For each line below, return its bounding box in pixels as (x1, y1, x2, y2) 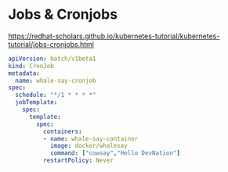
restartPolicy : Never (42, 156, 114, 165)
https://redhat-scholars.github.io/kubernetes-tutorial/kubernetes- (8, 31, 220, 41)
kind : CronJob (8, 62, 55, 70)
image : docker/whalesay (49, 142, 128, 150)
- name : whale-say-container (42, 134, 139, 142)
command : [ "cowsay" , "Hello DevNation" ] (49, 149, 180, 157)
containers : (42, 127, 82, 135)
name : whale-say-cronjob (15, 77, 96, 84)
